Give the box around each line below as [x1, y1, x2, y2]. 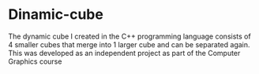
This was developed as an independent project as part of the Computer [8, 48, 241, 57]
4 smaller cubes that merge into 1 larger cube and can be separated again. [8, 39, 250, 49]
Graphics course [8, 57, 62, 66]
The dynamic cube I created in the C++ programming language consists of [8, 31, 251, 41]
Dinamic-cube [8, 6, 104, 24]
